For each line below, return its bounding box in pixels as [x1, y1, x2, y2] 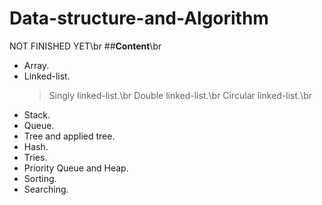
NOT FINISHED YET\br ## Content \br [9, 40, 162, 52]
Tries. [23, 151, 48, 163]
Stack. [23, 108, 51, 121]
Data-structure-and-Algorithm [9, 7, 269, 30]
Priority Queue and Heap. [23, 162, 129, 174]
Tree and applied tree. [23, 130, 116, 142]
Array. [23, 59, 50, 71]
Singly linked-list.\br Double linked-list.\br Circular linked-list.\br [48, 89, 312, 101]
